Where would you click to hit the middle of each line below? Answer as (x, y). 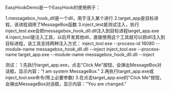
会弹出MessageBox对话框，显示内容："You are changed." (66, 84)
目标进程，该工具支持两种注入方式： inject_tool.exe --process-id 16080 (80, 43)
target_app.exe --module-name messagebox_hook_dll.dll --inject (86, 54)
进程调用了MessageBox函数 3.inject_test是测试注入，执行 (79, 25)
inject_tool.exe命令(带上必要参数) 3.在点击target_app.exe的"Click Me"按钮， (85, 78)
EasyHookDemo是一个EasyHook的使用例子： (53, 7)
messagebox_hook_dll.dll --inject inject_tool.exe (86, 49)
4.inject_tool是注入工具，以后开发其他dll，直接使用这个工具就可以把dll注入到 (85, 37)
